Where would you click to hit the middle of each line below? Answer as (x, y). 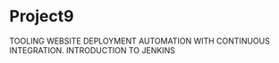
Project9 (42, 16)
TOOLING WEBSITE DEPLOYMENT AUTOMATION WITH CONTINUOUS (139, 41)
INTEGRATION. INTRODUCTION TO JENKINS (93, 50)
